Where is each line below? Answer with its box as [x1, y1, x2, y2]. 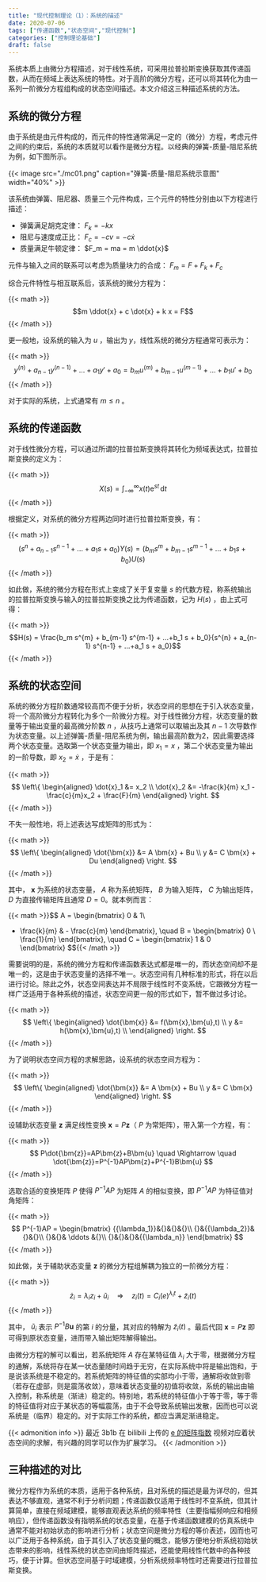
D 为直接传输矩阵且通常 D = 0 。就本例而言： [8, 894, 154, 904]
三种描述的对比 [8, 1463, 82, 1477]
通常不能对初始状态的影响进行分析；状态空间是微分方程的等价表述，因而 [8, 1526, 244, 1535]
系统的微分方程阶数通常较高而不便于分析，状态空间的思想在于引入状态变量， [8, 701, 258, 711]
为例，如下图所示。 [8, 152, 71, 161]
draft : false [8, 41, 51, 49]
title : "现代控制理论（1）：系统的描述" [8, 11, 124, 20]
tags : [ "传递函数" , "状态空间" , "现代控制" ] [8, 26, 136, 34]
